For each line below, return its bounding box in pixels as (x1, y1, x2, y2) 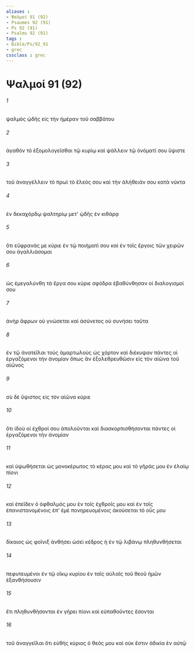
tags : (6, 36, 22, 42)
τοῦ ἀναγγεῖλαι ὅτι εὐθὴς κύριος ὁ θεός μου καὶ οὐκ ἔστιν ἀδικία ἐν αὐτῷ (6, 640, 187, 647)
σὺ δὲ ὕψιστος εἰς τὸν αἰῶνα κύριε (6, 393, 91, 400)
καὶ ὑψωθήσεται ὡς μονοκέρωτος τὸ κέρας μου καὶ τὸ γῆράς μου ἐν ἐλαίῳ (6, 463, 189, 470)
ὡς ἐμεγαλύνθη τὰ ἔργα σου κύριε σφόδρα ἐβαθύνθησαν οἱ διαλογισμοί (6, 280, 184, 287)
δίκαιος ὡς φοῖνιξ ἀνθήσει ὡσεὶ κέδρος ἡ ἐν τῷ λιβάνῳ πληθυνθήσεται (6, 538, 182, 546)
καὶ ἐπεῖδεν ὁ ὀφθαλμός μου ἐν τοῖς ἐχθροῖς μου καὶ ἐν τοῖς (6, 501, 153, 508)
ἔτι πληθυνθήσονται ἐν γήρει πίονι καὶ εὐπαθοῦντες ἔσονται (6, 608, 154, 615)
